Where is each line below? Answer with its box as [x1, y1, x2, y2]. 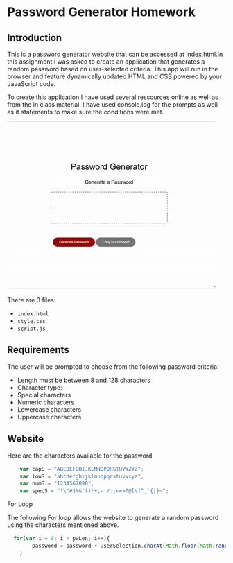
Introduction [7, 32, 62, 44]
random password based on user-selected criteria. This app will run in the [7, 65, 218, 73]
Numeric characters [17, 398, 75, 406]
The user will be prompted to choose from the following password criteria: [7, 362, 220, 371]
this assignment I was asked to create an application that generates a [7, 58, 205, 66]
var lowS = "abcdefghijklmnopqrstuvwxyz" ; [19, 473, 144, 480]
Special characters [17, 390, 71, 399]
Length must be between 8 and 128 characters [17, 376, 151, 384]
